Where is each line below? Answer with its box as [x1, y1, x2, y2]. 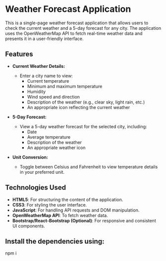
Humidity [27, 88, 46, 95]
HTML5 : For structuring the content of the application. [12, 197, 123, 203]
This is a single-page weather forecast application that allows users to [5, 20, 149, 26]
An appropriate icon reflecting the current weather [27, 104, 130, 110]
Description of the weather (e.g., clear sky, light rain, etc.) [27, 99, 145, 105]
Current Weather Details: [12, 63, 65, 69]
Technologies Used [5, 183, 66, 192]
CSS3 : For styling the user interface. [12, 202, 87, 208]
